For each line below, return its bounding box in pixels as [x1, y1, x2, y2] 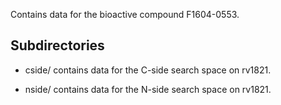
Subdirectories [10, 37, 105, 54]
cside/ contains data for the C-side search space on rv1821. [24, 64, 272, 76]
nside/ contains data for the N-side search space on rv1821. [24, 83, 272, 95]
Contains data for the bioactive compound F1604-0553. [10, 9, 240, 20]
